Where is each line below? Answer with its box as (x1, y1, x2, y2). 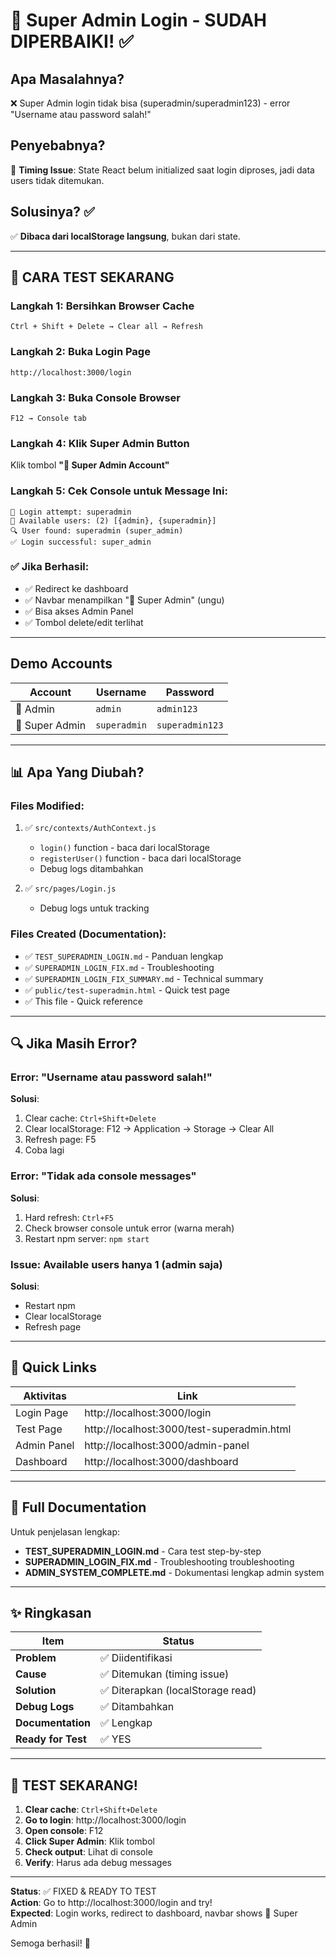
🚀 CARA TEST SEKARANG (10, 269, 175, 286)
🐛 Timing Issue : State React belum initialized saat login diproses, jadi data (10, 164, 315, 176)
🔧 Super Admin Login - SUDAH (10, 9, 268, 32)
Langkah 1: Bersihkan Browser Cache (10, 299, 195, 313)
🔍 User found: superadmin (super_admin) (10, 525, 184, 536)
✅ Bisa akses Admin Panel (24, 605, 134, 617)
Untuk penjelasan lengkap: (10, 1525, 120, 1538)
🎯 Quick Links (10, 1359, 97, 1376)
